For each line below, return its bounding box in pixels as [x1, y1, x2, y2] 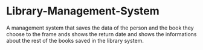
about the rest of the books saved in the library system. [6, 37, 144, 44]
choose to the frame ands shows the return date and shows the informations [6, 30, 197, 37]
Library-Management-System [6, 4, 160, 18]
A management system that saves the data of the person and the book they [6, 24, 195, 31]
